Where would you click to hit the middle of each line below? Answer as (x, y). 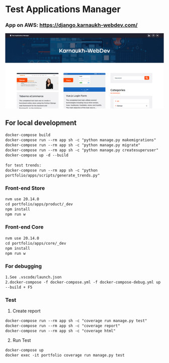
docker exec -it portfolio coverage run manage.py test (65, 355)
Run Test (22, 340)
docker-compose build (28, 135)
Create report (27, 311)
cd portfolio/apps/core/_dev (36, 243)
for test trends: (23, 165)
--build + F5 (19, 287)
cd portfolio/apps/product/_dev (39, 204)
